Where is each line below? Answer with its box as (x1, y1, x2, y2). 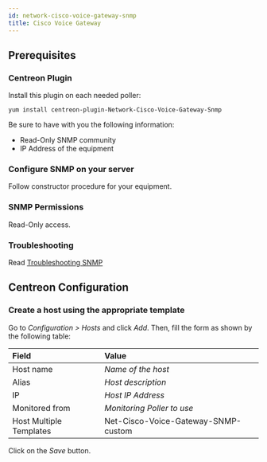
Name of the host (104, 363, 169, 374)
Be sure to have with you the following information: (8, 120, 175, 130)
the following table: (8, 331, 72, 341)
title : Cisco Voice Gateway (8, 19, 102, 27)
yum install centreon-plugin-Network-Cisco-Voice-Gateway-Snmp (8, 106, 222, 114)
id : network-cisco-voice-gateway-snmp (8, 11, 137, 20)
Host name (12, 363, 53, 374)
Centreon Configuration (8, 280, 130, 295)
